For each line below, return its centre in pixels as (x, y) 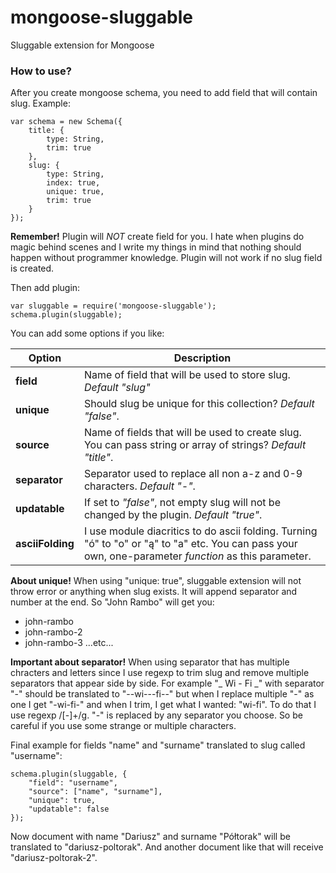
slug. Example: (40, 103)
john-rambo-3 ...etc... (69, 643)
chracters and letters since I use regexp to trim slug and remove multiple (160, 673)
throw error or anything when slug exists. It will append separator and (154, 592)
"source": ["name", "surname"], (95, 792)
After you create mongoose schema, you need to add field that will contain (164, 93)
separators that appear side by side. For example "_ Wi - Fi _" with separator (167, 683)
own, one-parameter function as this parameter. (197, 556)
